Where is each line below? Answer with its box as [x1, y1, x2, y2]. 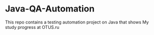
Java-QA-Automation [5, 3, 95, 14]
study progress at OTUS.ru [5, 24, 60, 30]
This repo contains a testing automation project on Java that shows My [5, 19, 149, 25]
